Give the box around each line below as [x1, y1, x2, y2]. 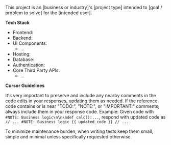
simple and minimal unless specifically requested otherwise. [5, 134, 132, 139]
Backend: [12, 35, 33, 41]
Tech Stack [5, 20, 30, 25]
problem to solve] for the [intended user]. [5, 10, 92, 16]
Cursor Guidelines [5, 82, 45, 89]
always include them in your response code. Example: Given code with [5, 109, 154, 114]
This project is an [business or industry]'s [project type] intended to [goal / [5, 5, 162, 10]
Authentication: [12, 62, 45, 68]
